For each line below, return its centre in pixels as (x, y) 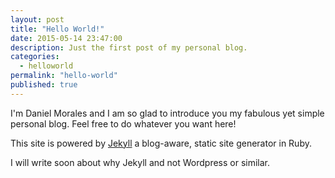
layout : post (37, 19)
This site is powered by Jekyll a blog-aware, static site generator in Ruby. (161, 143)
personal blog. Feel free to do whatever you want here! (123, 123)
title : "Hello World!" (57, 29)
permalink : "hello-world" (64, 76)
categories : (35, 57)
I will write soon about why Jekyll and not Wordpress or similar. (140, 162)
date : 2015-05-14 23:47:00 (66, 38)
